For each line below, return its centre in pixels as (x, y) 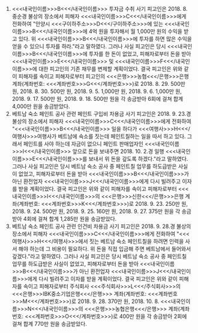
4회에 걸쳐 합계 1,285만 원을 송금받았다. (70, 219)
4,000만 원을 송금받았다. (41, 106)
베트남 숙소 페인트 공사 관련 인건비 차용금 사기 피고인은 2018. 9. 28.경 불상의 (101, 226)
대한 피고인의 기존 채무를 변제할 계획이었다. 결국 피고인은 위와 (111, 69)
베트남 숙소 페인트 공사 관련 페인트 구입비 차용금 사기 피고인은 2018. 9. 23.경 (101, 114)
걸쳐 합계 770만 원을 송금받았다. (49, 324)
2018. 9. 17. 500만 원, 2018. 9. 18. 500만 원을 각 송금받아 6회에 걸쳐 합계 (97, 99)
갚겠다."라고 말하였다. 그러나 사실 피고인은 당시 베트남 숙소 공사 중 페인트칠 (99, 256)
